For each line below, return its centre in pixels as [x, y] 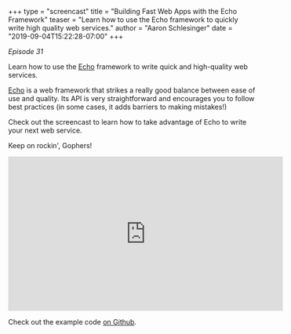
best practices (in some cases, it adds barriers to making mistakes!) [118, 107]
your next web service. [45, 130]
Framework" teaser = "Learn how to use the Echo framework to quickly [123, 20]
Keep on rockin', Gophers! [50, 145]
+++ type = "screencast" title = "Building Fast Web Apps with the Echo [123, 11]
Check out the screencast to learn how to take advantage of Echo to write [127, 122]
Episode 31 [26, 51]
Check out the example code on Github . [73, 322]
